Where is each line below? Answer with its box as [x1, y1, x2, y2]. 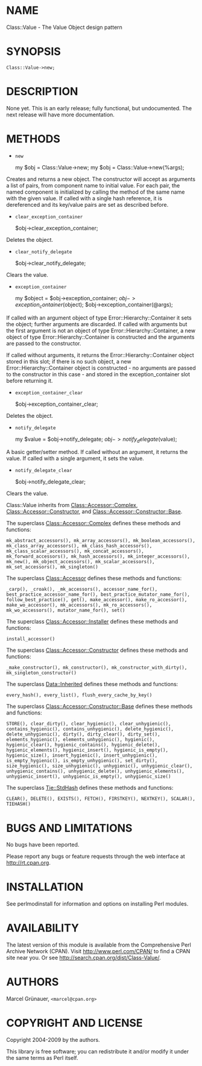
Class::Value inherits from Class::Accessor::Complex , [6, 502, 138, 509]
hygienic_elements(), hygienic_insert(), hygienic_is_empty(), [6, 747, 169, 754]
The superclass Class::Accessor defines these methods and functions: [6, 575, 182, 582]
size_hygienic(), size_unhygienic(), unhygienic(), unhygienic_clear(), [6, 763, 193, 769]
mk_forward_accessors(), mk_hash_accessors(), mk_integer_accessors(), [6, 553, 190, 560]
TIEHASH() [6, 801, 31, 807]
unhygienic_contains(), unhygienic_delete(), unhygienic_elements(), [6, 768, 185, 775]
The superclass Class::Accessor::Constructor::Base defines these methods [6, 703, 193, 710]
